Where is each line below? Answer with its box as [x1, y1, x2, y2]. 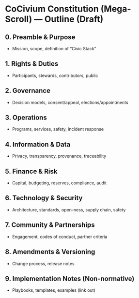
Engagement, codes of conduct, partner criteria [12, 234, 108, 239]
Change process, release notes [12, 260, 75, 267]
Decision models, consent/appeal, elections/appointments [12, 99, 128, 105]
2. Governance [5, 87, 51, 95]
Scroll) [5, 14, 32, 25]
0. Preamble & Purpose [5, 33, 76, 41]
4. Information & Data [5, 140, 71, 149]
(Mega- [100, 3, 132, 15]
